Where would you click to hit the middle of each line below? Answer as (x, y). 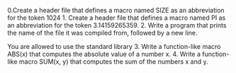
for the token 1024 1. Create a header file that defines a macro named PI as (117, 18)
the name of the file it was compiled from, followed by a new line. (102, 33)
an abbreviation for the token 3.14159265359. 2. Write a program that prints (117, 25)
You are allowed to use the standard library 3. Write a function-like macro (114, 46)
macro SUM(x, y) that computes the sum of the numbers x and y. (114, 62)
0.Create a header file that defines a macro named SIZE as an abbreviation (116, 10)
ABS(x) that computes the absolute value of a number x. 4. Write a (104, 54)
